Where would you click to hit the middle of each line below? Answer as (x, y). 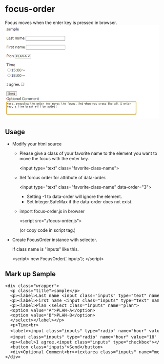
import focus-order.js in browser (52, 211)
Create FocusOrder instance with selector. (55, 240)
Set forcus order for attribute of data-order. (63, 177)
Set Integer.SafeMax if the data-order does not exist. (80, 201)
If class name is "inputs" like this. (45, 249)
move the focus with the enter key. (54, 158)
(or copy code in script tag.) (47, 230)
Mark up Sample (31, 274)
